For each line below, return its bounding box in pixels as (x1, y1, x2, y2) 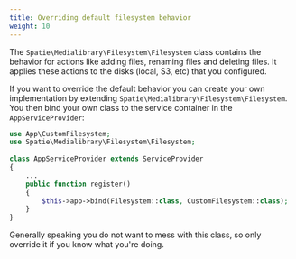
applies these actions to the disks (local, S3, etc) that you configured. (9, 65, 268, 77)
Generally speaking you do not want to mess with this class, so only (9, 229, 262, 240)
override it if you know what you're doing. (9, 239, 164, 250)
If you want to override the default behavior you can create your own (9, 83, 265, 94)
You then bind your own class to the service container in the (9, 102, 233, 113)
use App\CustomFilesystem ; (9, 129, 111, 138)
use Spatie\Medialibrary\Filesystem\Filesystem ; (9, 137, 196, 147)
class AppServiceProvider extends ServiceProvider (9, 154, 204, 163)
